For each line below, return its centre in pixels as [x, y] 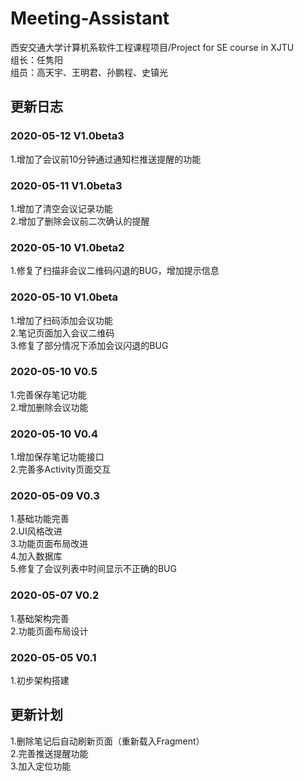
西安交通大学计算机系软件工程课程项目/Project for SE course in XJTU [152, 47]
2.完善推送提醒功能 [49, 753]
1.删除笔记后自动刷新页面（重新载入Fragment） [107, 741]
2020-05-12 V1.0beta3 [67, 136]
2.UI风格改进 [36, 531]
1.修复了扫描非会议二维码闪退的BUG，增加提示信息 [115, 271]
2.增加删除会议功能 [49, 407]
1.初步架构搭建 [40, 680]
